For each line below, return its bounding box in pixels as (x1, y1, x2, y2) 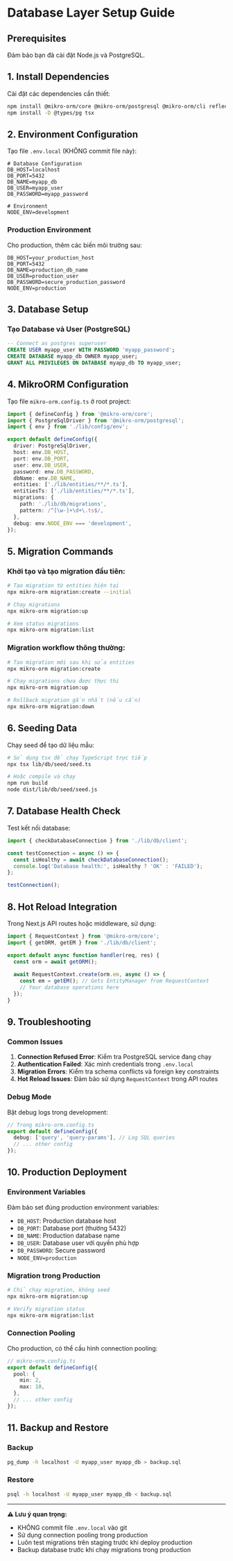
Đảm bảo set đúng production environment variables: (7, 1203, 159, 1211)
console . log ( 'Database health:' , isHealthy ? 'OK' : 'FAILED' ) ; (13, 862, 203, 869)
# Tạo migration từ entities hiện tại (7, 582, 119, 590)
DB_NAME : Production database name (17, 1231, 120, 1239)
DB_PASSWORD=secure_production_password (7, 278, 126, 285)
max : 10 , (19, 1383, 45, 1390)
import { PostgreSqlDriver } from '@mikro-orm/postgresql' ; (7, 417, 185, 424)
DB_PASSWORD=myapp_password (7, 191, 89, 198)
